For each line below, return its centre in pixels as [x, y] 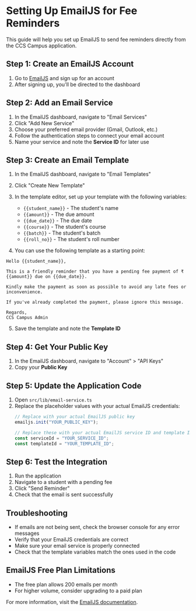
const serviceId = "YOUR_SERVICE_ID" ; [62, 438]
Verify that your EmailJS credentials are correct [71, 539]
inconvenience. [24, 292]
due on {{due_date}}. [61, 277]
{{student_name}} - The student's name [71, 208]
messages [27, 533]
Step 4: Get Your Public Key [57, 347]
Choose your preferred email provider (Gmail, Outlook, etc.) [86, 129]
